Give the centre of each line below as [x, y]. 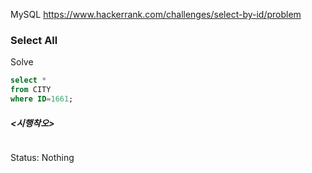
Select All [34, 40]
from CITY [31, 90]
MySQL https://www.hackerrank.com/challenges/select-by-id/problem [156, 14]
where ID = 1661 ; [42, 99]
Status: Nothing [42, 157]
